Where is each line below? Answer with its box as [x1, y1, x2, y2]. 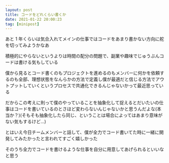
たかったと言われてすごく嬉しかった [22, 136, 98, 142]
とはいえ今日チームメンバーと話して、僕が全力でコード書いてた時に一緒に [5, 129, 160, 135]
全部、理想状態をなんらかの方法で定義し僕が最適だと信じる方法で [18, 76, 155, 82]
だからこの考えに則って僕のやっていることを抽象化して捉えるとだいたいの [5, 99, 159, 106]
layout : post [5, 7, 33, 13]
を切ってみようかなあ [5, 42, 49, 48]
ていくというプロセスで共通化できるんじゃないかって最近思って [27, 83, 159, 89]
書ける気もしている [18, 59, 59, 66]
